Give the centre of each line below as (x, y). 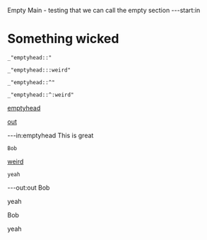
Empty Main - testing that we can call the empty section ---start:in (104, 10)
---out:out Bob (29, 188)
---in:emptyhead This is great (51, 135)
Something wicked (63, 39)
